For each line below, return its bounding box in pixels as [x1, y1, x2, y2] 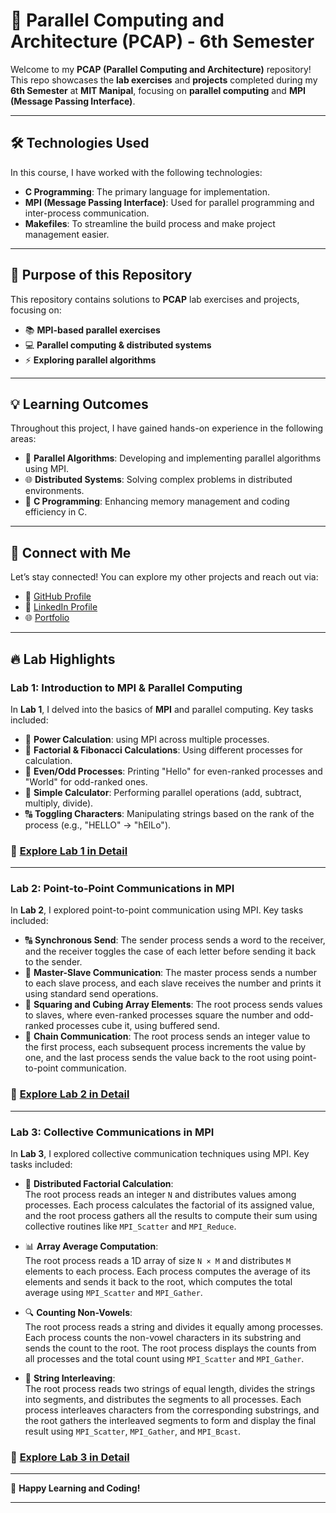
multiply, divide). [24, 797, 94, 809]
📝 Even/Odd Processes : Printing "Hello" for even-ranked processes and [24, 765, 323, 777]
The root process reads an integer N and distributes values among [24, 1189, 297, 1201]
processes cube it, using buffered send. [56, 1020, 220, 1032]
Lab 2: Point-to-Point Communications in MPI [10, 882, 235, 896]
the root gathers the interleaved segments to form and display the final [24, 1415, 317, 1427]
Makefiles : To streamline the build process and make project [24, 217, 276, 229]
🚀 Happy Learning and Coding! [10, 1482, 141, 1494]
